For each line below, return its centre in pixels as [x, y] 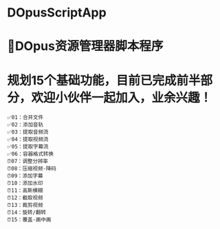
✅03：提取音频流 [28, 132]
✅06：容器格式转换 [30, 154]
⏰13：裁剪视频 [25, 205]
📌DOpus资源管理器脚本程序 [85, 46]
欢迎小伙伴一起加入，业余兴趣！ [122, 97]
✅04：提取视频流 [28, 140]
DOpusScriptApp [57, 13]
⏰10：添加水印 [25, 184]
